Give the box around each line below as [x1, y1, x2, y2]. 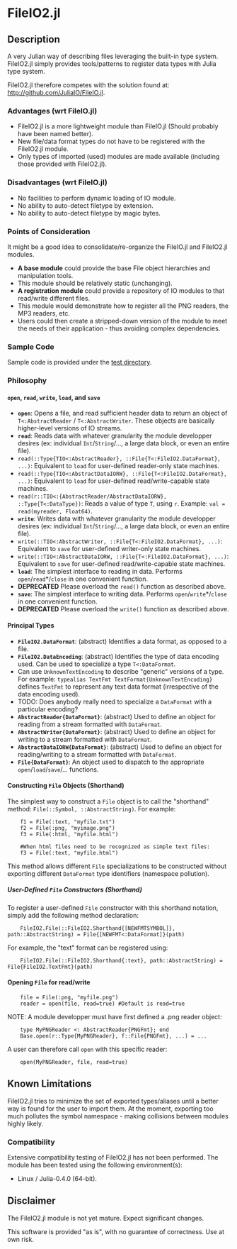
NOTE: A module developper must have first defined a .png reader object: [7, 1012, 222, 1021]
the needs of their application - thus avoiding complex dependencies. [17, 324, 221, 333]
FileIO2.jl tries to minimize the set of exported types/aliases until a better [7, 1097, 219, 1105]
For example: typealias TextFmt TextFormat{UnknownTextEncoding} [17, 675, 213, 683]
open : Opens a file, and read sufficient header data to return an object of [17, 409, 228, 418]
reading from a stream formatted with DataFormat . [17, 720, 163, 728]
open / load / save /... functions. [17, 765, 99, 774]
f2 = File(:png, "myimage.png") [20, 824, 115, 831]
